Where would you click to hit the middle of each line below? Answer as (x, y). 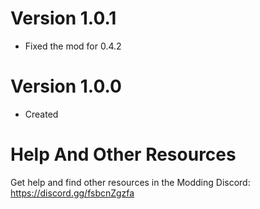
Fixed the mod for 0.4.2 (73, 46)
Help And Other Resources (123, 154)
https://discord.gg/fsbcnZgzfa (72, 193)
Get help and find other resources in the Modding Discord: (130, 182)
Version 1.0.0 (66, 86)
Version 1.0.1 (63, 18)
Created (41, 114)
